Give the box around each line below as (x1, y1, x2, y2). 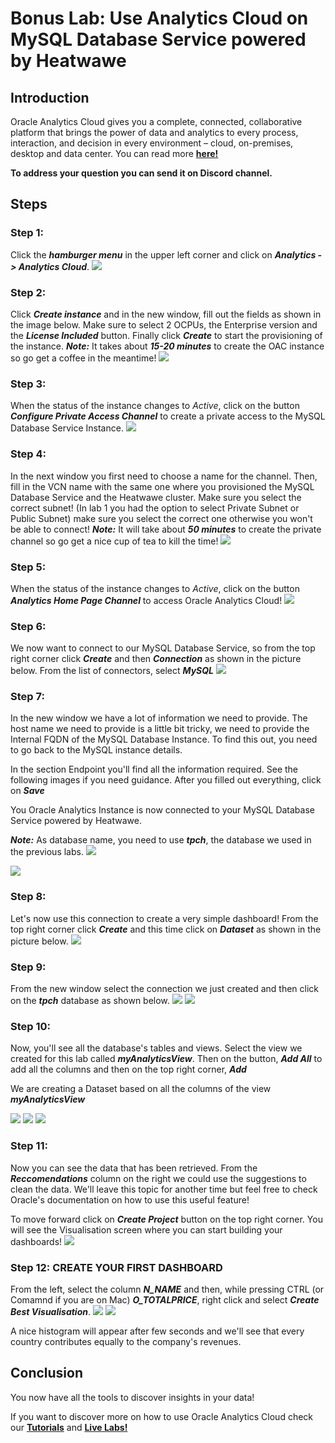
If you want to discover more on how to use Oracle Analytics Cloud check (10, 1410, 314, 1422)
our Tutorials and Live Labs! (10, 1421, 128, 1433)
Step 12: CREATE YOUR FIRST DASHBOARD (10, 1260, 223, 1274)
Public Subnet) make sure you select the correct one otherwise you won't (10, 512, 313, 524)
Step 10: (10, 1019, 52, 1033)
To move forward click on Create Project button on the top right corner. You (10, 1213, 323, 1225)
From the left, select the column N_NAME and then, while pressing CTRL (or (10, 1283, 325, 1295)
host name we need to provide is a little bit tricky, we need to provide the (10, 723, 310, 735)
